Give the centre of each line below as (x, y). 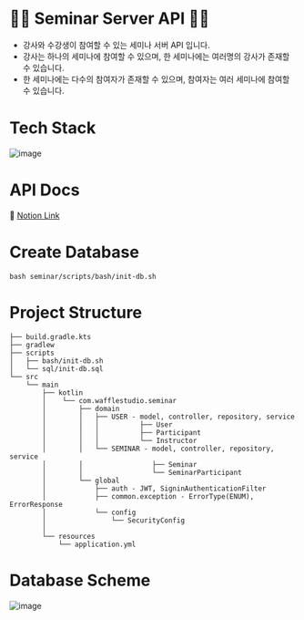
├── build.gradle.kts (51, 336)
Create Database (74, 252)
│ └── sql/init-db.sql (56, 368)
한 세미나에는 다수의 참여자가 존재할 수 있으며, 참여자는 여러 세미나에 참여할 (156, 79)
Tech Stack (53, 128)
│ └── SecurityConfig (113, 520)
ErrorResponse (36, 504)
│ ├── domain (81, 408)
